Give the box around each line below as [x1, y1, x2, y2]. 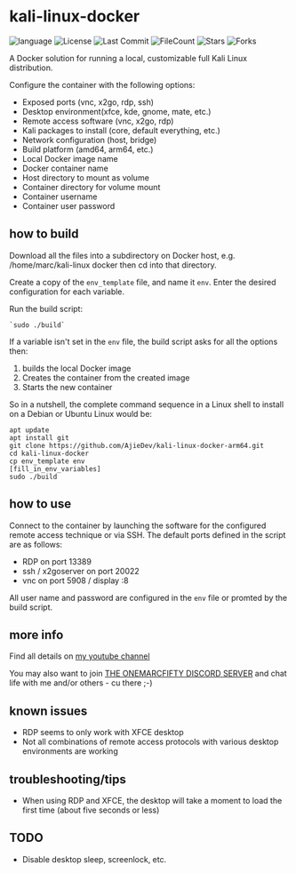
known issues [9, 703, 88, 718]
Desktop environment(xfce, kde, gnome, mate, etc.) [21, 106, 212, 116]
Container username [21, 191, 98, 202]
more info [9, 627, 64, 642]
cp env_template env [9, 456, 86, 466]
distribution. [9, 62, 53, 73]
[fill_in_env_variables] [9, 464, 101, 473]
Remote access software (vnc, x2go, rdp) [21, 116, 174, 126]
